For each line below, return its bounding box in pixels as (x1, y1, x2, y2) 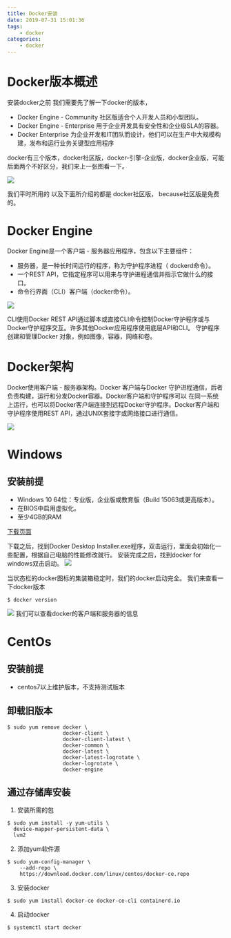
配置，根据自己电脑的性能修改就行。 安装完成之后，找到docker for (12, 551, 202, 559)
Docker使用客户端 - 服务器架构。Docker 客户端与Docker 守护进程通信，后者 (7, 383, 223, 391)
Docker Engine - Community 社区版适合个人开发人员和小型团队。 (17, 113, 203, 121)
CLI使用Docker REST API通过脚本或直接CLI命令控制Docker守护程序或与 (7, 315, 210, 323)
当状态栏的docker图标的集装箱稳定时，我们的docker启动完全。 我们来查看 (7, 574, 218, 582)
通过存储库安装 (7, 787, 71, 798)
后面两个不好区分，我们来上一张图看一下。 (7, 162, 128, 170)
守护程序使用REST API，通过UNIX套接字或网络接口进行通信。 (7, 409, 181, 417)
